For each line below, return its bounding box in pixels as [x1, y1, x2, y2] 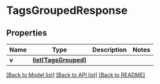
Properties [6, 28, 47, 38]
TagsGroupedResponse [6, 4, 128, 18]
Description [92, 46, 127, 54]
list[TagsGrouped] [32, 56, 87, 64]
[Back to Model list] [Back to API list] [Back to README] [6, 71, 145, 79]
